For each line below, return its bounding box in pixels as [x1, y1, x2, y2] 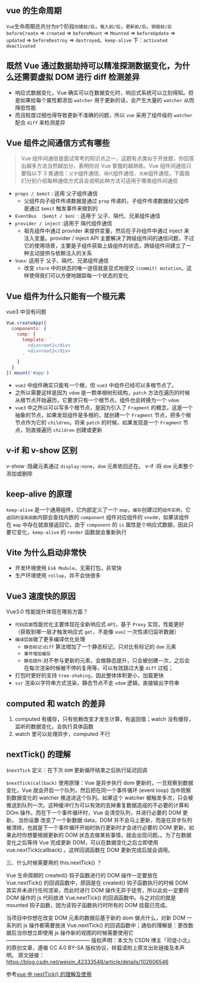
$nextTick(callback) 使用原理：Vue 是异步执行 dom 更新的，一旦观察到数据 [6, 779, 194, 786]
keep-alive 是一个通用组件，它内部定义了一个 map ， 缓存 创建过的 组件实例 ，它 [6, 506, 191, 513]
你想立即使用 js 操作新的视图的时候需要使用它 [21, 929, 134, 936]
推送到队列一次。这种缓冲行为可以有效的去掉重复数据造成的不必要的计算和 [6, 802, 189, 809]
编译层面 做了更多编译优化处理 [14, 636, 85, 643]
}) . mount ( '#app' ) [6, 370, 50, 376]
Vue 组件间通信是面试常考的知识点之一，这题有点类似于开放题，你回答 [20, 155, 195, 162]
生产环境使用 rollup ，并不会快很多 [14, 572, 101, 579]
